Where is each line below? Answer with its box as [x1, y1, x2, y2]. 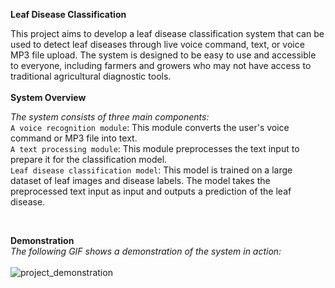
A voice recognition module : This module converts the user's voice [10, 122, 290, 133]
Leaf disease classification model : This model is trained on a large [10, 164, 293, 176]
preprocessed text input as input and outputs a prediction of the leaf [10, 185, 292, 197]
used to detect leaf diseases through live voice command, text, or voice [10, 39, 305, 50]
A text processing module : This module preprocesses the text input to [10, 143, 300, 154]
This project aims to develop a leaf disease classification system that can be [10, 28, 325, 39]
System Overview [10, 92, 87, 103]
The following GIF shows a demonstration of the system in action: [10, 245, 282, 257]
